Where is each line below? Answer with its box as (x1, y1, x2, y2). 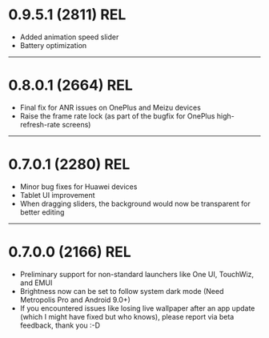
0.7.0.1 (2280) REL (8, 155, 130, 174)
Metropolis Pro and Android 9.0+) (19, 295, 130, 304)
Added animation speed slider (19, 32, 119, 42)
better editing (19, 207, 65, 217)
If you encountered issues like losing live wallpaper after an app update (19, 303, 255, 313)
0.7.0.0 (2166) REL (8, 243, 132, 261)
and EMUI (19, 278, 53, 288)
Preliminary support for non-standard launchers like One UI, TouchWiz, (19, 269, 255, 279)
